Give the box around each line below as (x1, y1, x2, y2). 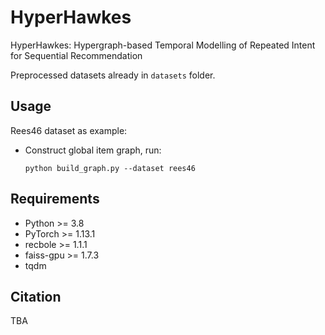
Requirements (10, 191, 100, 208)
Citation (10, 288, 62, 305)
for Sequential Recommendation (10, 49, 143, 61)
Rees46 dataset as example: (10, 124, 128, 136)
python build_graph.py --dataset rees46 (24, 163, 196, 173)
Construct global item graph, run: (24, 144, 162, 156)
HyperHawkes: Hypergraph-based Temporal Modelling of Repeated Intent (10, 39, 316, 51)
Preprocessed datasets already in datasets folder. (10, 69, 216, 81)
